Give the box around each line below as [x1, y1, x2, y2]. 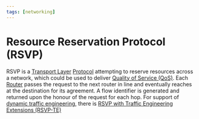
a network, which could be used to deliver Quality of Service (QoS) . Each [6, 74, 189, 82]
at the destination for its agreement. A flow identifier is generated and [6, 87, 180, 94]
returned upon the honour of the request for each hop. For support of [6, 93, 180, 100]
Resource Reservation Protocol [6, 34, 166, 48]
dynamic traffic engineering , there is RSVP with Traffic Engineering [6, 100, 174, 107]
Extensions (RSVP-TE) [6, 106, 62, 114]
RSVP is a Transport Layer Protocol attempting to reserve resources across [6, 68, 194, 75]
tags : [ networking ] [6, 8, 56, 15]
